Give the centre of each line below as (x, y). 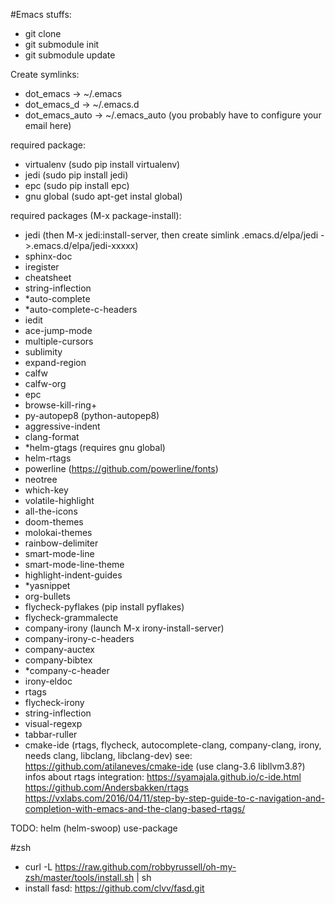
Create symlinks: (45, 74)
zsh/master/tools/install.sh (79, 877)
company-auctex (59, 649)
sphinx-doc (48, 256)
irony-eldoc (48, 681)
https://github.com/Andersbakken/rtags (106, 787)
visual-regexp (53, 723)
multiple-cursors (59, 341)
